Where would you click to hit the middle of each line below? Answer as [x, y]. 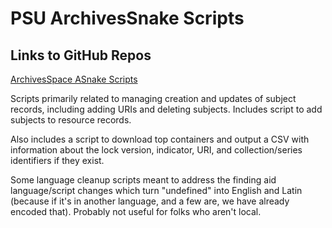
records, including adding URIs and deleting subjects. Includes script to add [166, 109]
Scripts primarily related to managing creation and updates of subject [153, 98]
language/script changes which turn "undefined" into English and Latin [156, 190]
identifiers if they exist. [57, 160]
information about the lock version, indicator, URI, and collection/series [156, 150]
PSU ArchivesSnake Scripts [127, 18]
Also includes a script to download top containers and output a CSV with [160, 139]
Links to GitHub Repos [81, 55]
